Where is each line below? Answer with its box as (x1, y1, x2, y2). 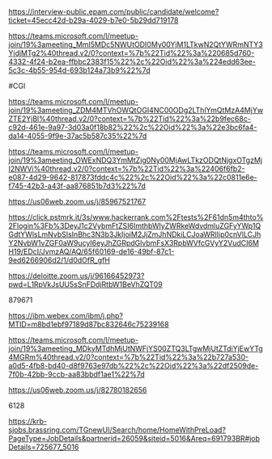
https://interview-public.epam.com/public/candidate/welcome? (8, 7, 219, 16)
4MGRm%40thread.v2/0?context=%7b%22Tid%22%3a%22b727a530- (8, 352, 249, 362)
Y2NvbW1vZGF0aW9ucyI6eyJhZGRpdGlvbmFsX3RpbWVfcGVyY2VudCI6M (8, 238, 259, 247)
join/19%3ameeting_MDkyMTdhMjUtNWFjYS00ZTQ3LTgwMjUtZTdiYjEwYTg (8, 343, 263, 353)
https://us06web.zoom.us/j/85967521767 (8, 197, 147, 206)
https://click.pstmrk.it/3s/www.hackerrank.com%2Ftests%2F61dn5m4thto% (8, 213, 264, 221)
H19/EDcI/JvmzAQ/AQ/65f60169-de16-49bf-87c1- (8, 246, 175, 256)
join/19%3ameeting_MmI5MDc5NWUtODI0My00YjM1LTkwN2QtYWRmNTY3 (8, 40, 263, 49)
